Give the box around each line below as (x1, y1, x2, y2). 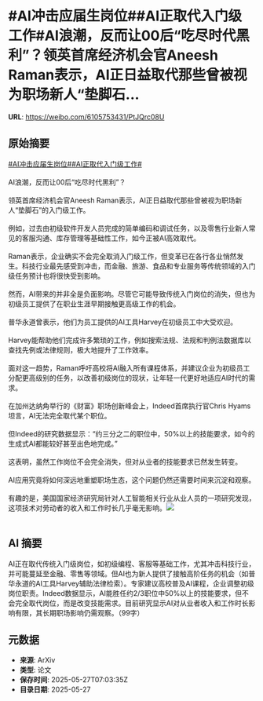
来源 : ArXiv (19, 655, 56, 665)
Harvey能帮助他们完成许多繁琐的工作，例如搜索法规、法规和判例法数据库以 (8, 335, 252, 345)
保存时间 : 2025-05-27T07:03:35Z (19, 675, 128, 685)
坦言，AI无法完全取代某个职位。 (8, 411, 111, 420)
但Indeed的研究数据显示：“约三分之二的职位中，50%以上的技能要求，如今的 (8, 429, 255, 438)
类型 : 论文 (19, 665, 52, 675)
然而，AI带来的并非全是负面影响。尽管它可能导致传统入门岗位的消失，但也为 (8, 289, 256, 298)
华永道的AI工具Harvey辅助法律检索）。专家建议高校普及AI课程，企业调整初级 (8, 579, 254, 588)
